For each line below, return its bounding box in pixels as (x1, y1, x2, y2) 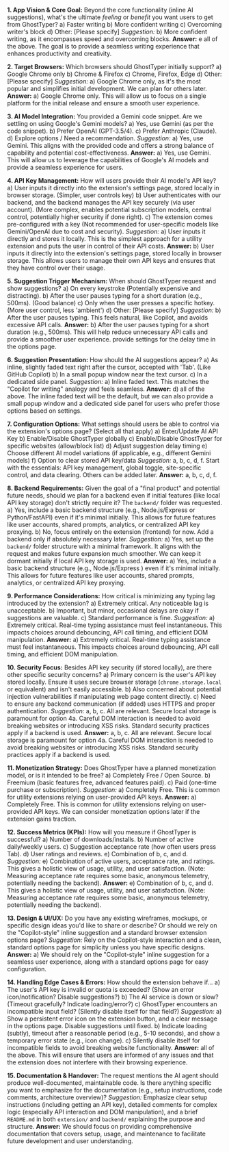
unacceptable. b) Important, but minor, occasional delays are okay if (7, 606, 200, 615)
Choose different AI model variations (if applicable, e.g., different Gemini (7, 449, 211, 457)
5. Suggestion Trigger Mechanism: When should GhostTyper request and (7, 277, 217, 285)
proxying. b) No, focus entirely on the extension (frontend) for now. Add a (7, 528, 214, 536)
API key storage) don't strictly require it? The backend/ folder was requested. (7, 499, 223, 507)
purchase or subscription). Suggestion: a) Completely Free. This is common (7, 786, 220, 793)
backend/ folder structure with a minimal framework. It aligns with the (7, 542, 201, 550)
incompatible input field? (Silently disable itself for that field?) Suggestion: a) (7, 1008, 222, 1015)
